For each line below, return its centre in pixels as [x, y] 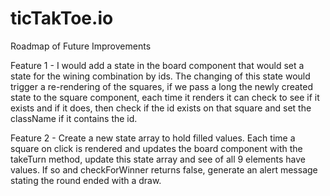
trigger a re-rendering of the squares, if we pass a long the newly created [162, 86]
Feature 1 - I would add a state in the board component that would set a [157, 65]
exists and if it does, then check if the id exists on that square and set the [161, 108]
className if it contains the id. [74, 118]
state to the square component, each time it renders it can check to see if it [165, 97]
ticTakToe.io [62, 18]
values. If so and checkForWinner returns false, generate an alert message [164, 169]
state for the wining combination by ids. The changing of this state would [160, 76]
